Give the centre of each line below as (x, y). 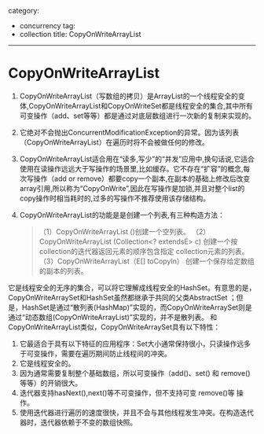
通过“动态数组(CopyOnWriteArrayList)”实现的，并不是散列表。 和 (113, 317)
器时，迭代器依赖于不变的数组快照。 (78, 422)
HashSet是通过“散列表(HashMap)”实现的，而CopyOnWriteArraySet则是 (137, 307)
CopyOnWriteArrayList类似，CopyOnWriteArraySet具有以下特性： (114, 327)
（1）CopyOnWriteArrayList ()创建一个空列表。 (115, 231)
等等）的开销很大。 (51, 383)
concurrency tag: (48, 26)
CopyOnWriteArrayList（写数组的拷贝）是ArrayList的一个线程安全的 (128, 96)
